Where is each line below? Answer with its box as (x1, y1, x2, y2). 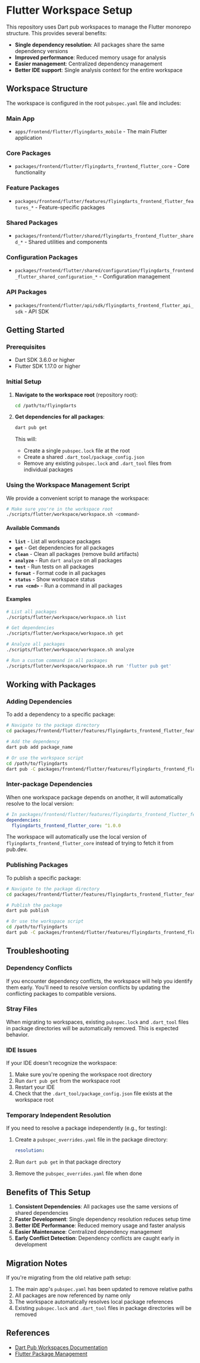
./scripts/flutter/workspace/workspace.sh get (6, 630, 124, 637)
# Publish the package (6, 902, 62, 908)
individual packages (23, 466, 73, 473)
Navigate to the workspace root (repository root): (14, 391, 138, 398)
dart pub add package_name (6, 745, 73, 751)
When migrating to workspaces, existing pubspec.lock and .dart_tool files (6, 1018, 189, 1026)
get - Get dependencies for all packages (14, 544, 114, 551)
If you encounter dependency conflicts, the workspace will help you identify (6, 977, 193, 984)
